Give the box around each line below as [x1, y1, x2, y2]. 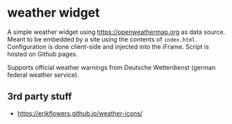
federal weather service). [7, 71, 80, 79]
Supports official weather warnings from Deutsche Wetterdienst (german [7, 63, 216, 71]
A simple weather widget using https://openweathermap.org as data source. [7, 28, 226, 36]
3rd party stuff [7, 91, 72, 103]
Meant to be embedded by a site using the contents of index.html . [7, 35, 197, 43]
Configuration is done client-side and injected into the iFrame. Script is [7, 42, 210, 51]
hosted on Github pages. [7, 50, 78, 58]
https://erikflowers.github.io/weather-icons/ [17, 109, 143, 117]
